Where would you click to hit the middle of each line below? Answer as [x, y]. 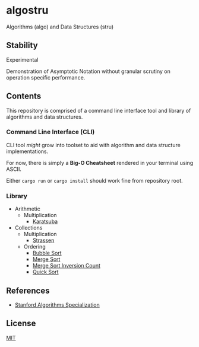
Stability [22, 45]
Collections [29, 228]
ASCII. [14, 169]
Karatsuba [45, 222]
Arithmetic [27, 209]
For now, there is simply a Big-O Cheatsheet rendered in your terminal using [100, 163]
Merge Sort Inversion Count [67, 266]
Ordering [34, 247]
